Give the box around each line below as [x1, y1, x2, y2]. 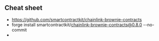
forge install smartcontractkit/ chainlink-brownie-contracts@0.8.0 [11, 22, 142, 27]
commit [11, 27, 27, 33]
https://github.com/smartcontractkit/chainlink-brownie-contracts [11, 16, 142, 22]
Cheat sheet [4, 4, 42, 12]
